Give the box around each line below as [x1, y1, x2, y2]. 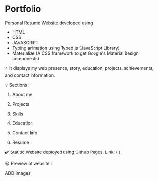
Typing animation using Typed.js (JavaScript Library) [12, 45, 120, 51]
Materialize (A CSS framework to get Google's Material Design [12, 50, 139, 56]
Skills [12, 111, 24, 117]
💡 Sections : [5, 82, 30, 88]
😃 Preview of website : [5, 160, 52, 166]
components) [12, 55, 40, 61]
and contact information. [5, 72, 55, 78]
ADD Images [5, 170, 31, 176]
